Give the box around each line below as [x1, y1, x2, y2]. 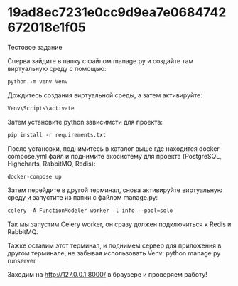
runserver [7, 257, 36, 265]
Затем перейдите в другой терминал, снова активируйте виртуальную [7, 186, 223, 194]
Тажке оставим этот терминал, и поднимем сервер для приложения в [7, 241, 222, 250]
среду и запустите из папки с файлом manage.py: [7, 194, 158, 202]
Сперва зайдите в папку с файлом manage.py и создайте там [7, 56, 194, 65]
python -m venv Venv [7, 78, 69, 85]
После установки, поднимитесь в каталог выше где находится [7, 144, 198, 153]
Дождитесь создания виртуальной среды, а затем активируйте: [7, 90, 202, 100]
